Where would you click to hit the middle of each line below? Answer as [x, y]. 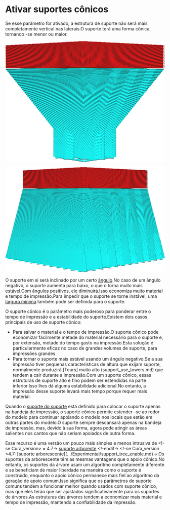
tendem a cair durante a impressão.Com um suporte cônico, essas [82, 375]
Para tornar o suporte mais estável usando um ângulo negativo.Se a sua [88, 359]
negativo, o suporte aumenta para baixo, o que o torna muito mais [74, 285]
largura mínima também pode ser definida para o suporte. [65, 301]
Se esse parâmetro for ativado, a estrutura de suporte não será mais [76, 23]
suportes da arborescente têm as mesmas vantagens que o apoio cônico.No [85, 459]
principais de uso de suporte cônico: [44, 322]
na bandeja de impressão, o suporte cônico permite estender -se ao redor [82, 412]
